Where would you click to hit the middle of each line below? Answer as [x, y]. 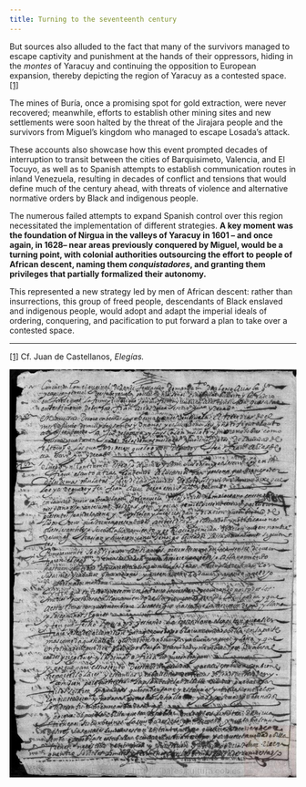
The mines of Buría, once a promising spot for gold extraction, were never [148, 103]
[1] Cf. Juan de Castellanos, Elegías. [77, 357]
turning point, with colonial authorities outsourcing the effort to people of [151, 254]
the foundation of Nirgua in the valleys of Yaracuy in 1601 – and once [141, 235]
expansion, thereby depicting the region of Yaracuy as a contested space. [148, 75]
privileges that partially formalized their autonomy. [108, 274]
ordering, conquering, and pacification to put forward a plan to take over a [148, 320]
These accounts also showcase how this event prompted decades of [139, 150]
